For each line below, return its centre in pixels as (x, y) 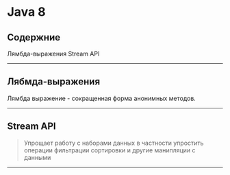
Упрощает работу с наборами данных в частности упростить (114, 143)
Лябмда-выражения (54, 82)
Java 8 (26, 12)
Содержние (34, 37)
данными (37, 157)
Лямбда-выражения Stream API (53, 54)
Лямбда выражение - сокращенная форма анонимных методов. (102, 98)
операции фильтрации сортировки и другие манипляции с (110, 150)
